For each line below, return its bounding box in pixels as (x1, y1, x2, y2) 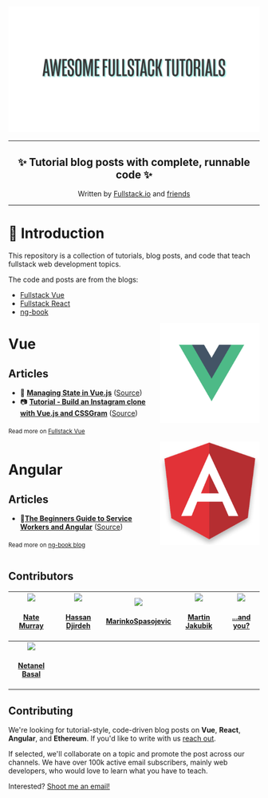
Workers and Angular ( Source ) (19, 522, 124, 532)
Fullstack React (19, 298, 70, 309)
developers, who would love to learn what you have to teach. (8, 766, 209, 776)
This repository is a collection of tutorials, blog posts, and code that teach (8, 251, 251, 261)
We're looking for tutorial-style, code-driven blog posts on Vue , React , (8, 725, 241, 735)
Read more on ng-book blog (8, 541, 86, 549)
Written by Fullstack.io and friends (77, 189, 191, 199)
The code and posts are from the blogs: (8, 275, 139, 285)
